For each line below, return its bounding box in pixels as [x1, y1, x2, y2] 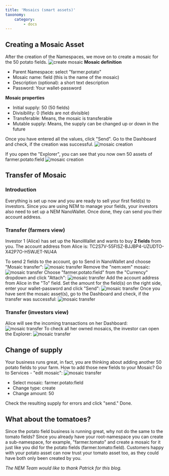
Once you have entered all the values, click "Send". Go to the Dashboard [5, 136, 157, 142]
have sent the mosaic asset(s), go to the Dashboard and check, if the [5, 291, 149, 297]
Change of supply [5, 345, 63, 354]
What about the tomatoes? [5, 415, 91, 423]
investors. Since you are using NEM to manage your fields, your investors [5, 203, 158, 209]
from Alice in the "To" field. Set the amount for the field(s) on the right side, [5, 280, 162, 286]
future [12, 126, 26, 132]
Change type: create [12, 385, 56, 391]
